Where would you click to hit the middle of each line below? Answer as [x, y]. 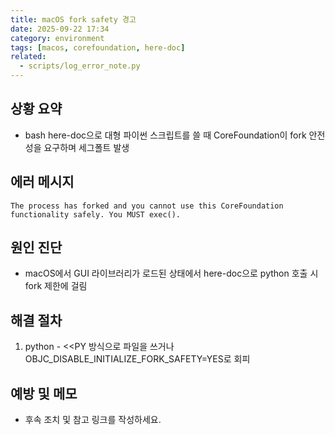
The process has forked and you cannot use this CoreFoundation [147, 206]
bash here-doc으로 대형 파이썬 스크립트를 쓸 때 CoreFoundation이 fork [165, 135]
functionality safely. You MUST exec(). [96, 214]
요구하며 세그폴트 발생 [86, 147]
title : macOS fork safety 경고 [73, 19]
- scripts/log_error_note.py [80, 66]
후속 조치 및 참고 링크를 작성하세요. [93, 420]
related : [28, 57]
